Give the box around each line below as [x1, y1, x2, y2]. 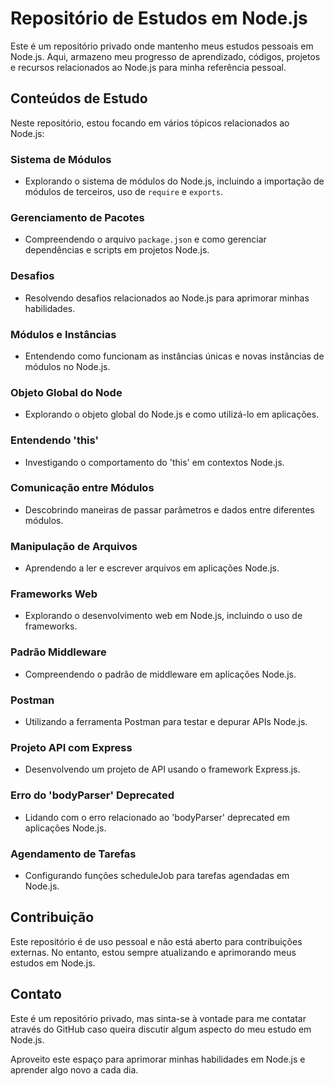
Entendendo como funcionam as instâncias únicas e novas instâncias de [24, 350, 325, 362]
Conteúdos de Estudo [10, 90, 148, 107]
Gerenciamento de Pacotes [10, 210, 145, 224]
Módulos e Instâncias [10, 327, 117, 341]
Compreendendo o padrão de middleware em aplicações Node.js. [24, 668, 297, 680]
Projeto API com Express [10, 740, 133, 754]
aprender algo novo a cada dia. [10, 1063, 139, 1076]
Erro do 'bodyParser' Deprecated [10, 788, 175, 802]
